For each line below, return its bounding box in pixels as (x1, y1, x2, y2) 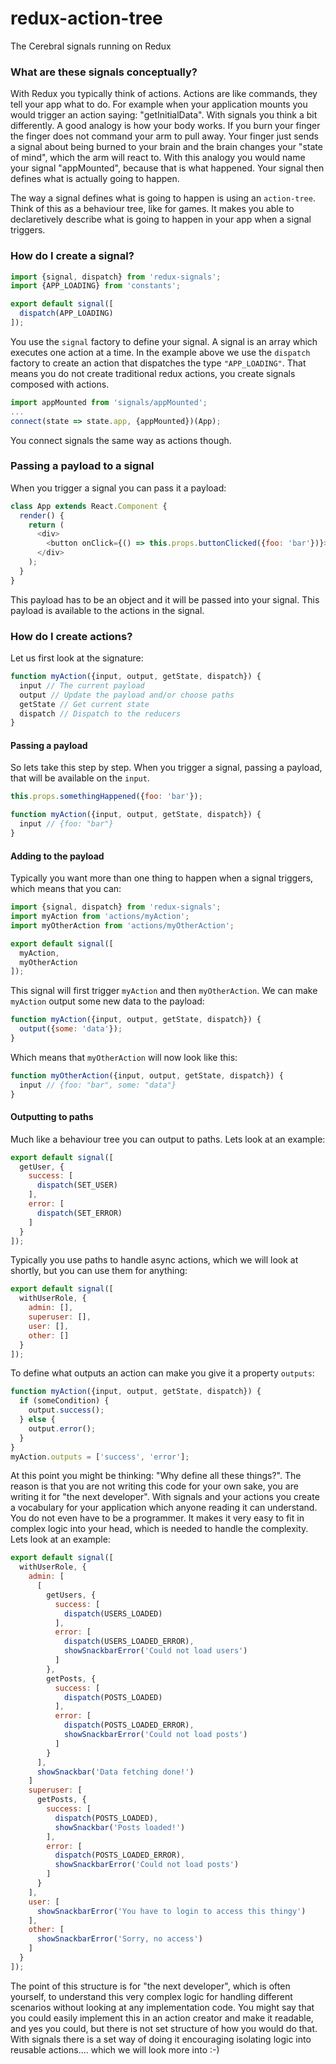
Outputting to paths (10, 1111, 94, 1123)
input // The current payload (19, 680, 145, 691)
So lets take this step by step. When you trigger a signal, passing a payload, (10, 762, 323, 774)
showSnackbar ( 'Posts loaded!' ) (54, 1822, 186, 1832)
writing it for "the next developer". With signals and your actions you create (10, 1491, 320, 1503)
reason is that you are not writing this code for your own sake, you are (10, 1480, 299, 1492)
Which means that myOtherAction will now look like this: (10, 1051, 238, 1063)
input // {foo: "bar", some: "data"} (19, 1080, 177, 1090)
